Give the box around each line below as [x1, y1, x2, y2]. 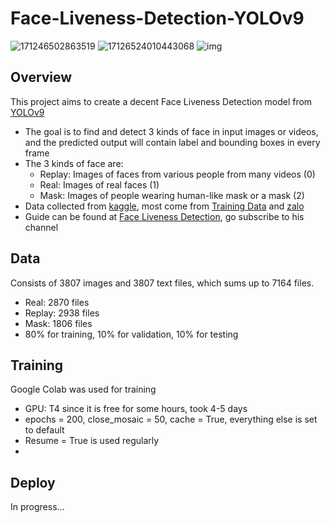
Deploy [10, 474, 56, 491]
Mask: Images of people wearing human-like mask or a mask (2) [39, 189, 305, 201]
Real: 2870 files [24, 296, 90, 308]
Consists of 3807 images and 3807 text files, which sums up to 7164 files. [10, 277, 315, 289]
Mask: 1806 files [24, 317, 93, 329]
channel [24, 221, 59, 233]
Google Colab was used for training [10, 383, 157, 396]
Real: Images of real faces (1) [39, 178, 160, 191]
